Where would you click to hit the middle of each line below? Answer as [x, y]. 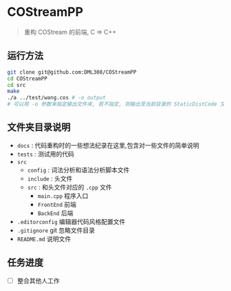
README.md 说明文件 [44, 239]
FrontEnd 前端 [57, 204]
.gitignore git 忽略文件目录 [56, 230]
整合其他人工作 [38, 281]
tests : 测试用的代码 [45, 154]
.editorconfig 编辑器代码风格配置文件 [71, 221]
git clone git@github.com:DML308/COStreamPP [72, 72]
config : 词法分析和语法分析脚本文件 [78, 170]
